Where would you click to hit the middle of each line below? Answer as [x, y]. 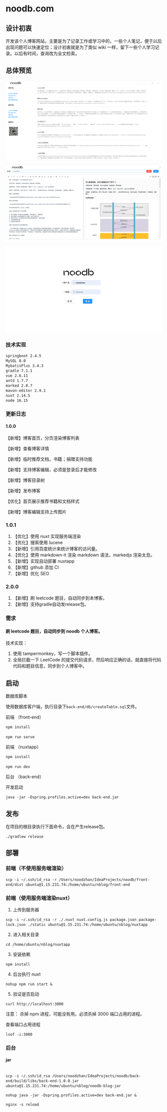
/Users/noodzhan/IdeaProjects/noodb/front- [104, 880]
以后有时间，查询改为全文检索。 [47, 53]
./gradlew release [25, 837]
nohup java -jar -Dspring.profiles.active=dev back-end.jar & [71, 1095]
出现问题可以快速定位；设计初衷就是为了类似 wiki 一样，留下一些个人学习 [80, 47]
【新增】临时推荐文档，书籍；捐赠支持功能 [49, 459]
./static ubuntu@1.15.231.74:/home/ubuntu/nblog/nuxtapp [88, 924]
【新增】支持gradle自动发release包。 [51, 604]
